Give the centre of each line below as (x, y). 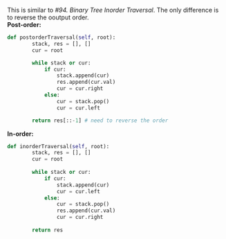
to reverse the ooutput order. (48, 17)
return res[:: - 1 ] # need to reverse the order (100, 121)
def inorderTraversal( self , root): (58, 146)
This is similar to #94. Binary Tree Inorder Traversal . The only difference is (113, 10)
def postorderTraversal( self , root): (62, 37)
